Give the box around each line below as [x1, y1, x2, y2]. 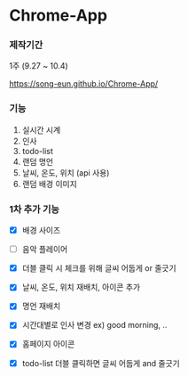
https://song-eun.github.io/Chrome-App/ [9, 78, 159, 89]
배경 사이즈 [21, 225, 61, 236]
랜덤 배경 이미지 [21, 178, 77, 189]
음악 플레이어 [21, 244, 68, 255]
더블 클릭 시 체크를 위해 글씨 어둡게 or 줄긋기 [21, 263, 176, 274]
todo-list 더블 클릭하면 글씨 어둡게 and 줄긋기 [21, 357, 180, 368]
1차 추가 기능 [9, 202, 60, 215]
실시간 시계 [21, 124, 61, 135]
